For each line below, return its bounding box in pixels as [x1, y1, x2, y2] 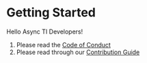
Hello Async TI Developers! [6, 27, 83, 36]
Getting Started [6, 5, 96, 21]
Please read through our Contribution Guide [16, 48, 140, 56]
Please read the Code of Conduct [16, 40, 111, 49]
